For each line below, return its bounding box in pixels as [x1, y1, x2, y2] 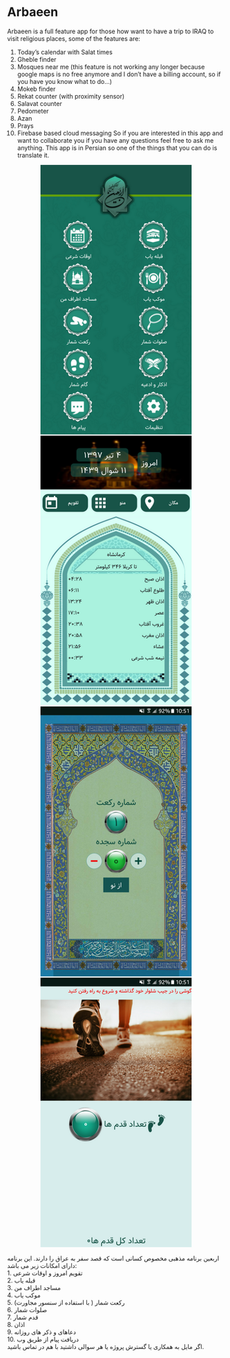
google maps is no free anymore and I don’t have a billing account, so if [17, 70, 221, 78]
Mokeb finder [17, 85, 56, 93]
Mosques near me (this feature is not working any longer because [17, 62, 205, 71]
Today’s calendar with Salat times [17, 48, 113, 56]
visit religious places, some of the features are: [7, 34, 140, 42]
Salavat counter [17, 99, 62, 107]
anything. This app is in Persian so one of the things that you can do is [17, 143, 218, 152]
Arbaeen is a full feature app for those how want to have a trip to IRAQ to [7, 27, 214, 35]
